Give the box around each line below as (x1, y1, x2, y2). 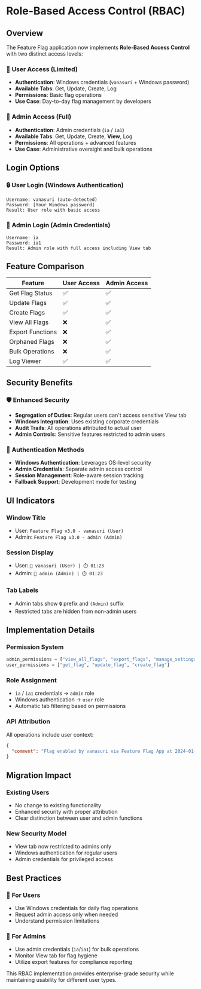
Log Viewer (9, 357, 41, 365)
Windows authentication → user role (14, 696, 105, 703)
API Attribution (6, 718, 51, 726)
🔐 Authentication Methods (6, 445, 85, 454)
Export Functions (9, 328, 57, 336)
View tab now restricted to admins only (14, 843, 112, 850)
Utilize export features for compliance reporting (14, 959, 133, 966)
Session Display (6, 548, 54, 557)
